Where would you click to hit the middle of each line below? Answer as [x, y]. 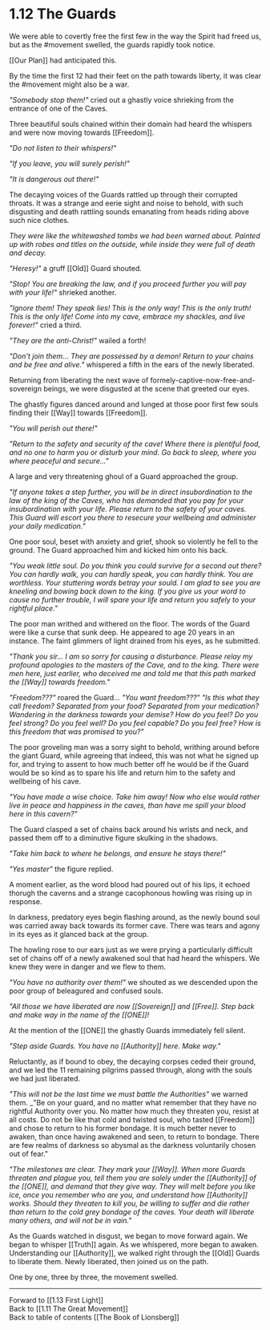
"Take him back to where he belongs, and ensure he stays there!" [118, 853]
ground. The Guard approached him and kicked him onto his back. [119, 549]
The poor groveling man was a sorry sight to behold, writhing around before [134, 747]
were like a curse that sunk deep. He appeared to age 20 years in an [122, 632]
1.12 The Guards [63, 14]
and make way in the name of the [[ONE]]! [79, 1015]
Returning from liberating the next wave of [79, 380]
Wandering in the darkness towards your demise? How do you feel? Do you [134, 714]
